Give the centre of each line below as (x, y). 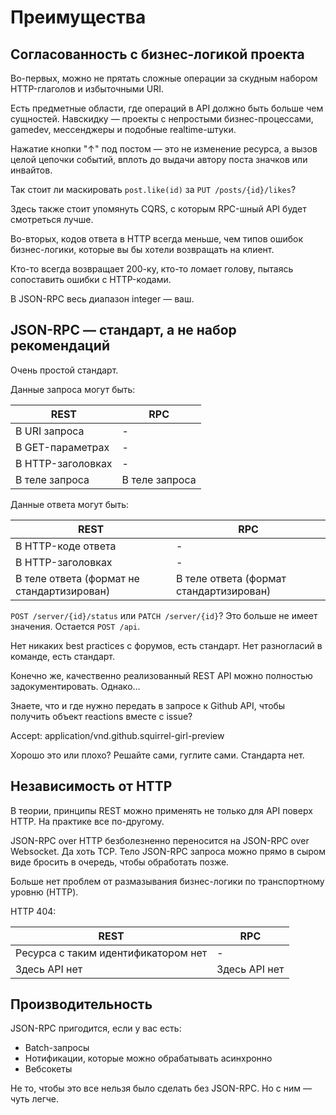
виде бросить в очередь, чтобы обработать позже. (120, 862)
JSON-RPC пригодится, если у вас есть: (96, 1028)
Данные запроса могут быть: (73, 389)
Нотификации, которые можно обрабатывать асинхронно (148, 1058)
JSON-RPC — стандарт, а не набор (123, 330)
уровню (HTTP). (44, 892)
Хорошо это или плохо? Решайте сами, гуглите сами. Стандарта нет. (157, 755)
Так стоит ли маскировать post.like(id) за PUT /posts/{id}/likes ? (153, 189)
